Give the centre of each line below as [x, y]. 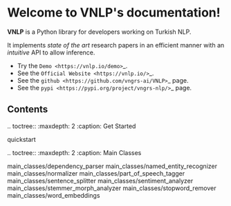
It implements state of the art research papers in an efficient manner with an [116, 45]
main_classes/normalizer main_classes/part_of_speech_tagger [96, 173]
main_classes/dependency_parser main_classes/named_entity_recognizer [112, 166]
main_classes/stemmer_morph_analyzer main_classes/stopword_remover [112, 188]
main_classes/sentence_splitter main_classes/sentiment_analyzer [100, 181]
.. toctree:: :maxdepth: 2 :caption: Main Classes [74, 152]
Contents [28, 109]
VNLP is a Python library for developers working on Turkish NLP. [99, 32]
